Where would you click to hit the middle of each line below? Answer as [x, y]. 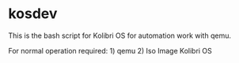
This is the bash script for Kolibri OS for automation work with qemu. [120, 35]
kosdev [33, 14]
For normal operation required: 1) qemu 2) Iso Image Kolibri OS [110, 50]
